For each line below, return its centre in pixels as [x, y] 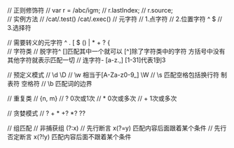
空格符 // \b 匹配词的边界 [56, 83]
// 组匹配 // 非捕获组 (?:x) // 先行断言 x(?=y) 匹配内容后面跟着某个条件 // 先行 [117, 128]
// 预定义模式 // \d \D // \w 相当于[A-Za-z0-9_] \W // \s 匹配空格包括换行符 [113, 75]
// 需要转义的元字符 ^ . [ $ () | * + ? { [59, 43]
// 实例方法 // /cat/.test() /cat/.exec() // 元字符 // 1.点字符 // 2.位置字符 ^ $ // [115, 19]
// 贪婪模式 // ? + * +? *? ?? [47, 113]
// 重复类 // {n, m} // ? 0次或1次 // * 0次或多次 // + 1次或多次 [92, 98]
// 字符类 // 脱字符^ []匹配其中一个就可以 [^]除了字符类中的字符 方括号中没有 [116, 51]
